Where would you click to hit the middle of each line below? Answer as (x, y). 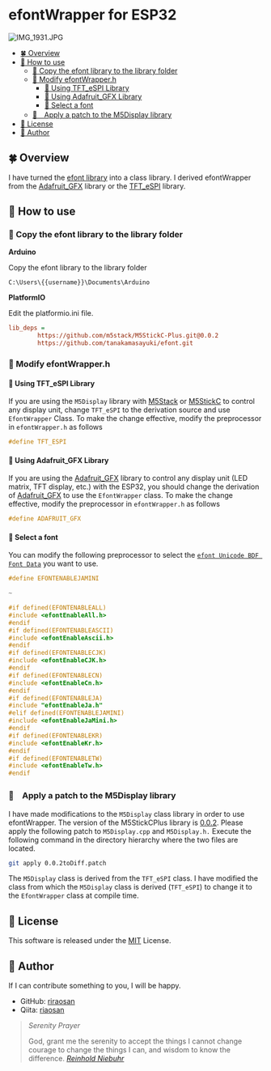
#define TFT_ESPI (38, 442)
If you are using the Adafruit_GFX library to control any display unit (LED (128, 478)
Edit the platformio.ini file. (51, 313)
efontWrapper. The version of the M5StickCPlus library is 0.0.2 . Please (126, 822)
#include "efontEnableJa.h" (56, 706)
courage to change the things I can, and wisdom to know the (129, 1050)
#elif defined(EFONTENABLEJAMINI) (67, 713)
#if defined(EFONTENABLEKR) (56, 735)
